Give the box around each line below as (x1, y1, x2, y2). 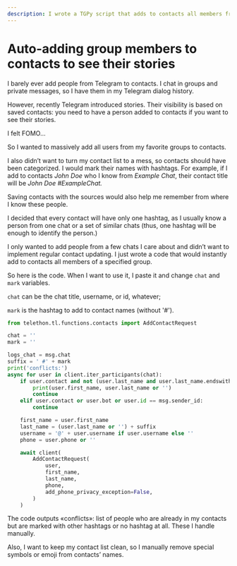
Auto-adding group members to (7, 40, 197, 56)
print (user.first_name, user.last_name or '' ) (32, 384, 172, 392)
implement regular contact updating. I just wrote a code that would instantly (7, 250, 227, 258)
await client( (20, 449, 61, 456)
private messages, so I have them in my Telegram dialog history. (7, 86, 194, 95)
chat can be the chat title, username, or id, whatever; (7, 292, 161, 301)
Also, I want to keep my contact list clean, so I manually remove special (7, 543, 214, 551)
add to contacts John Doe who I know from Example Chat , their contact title (7, 171, 228, 180)
